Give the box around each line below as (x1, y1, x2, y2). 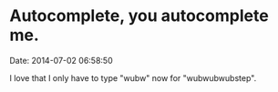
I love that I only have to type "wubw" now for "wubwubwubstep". (9, 72, 257, 83)
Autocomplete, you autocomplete (9, 5, 269, 26)
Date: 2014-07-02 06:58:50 (9, 55, 114, 66)
